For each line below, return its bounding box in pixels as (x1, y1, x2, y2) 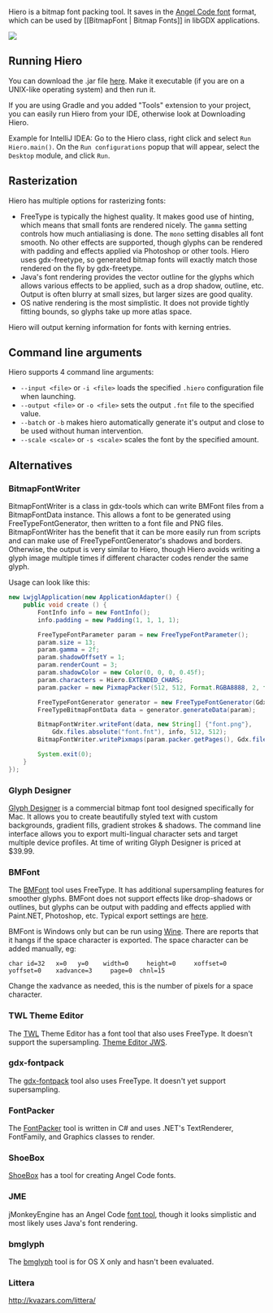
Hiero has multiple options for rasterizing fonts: (8, 195, 167, 206)
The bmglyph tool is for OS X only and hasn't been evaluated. (8, 1257, 214, 1267)
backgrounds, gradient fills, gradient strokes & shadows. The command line (8, 820, 262, 830)
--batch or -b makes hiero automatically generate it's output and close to (19, 418, 265, 428)
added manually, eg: (8, 944, 77, 954)
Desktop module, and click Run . (8, 150, 110, 160)
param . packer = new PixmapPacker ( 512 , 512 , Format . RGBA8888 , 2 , (37, 683, 260, 692)
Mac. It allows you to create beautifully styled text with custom (8, 811, 218, 821)
